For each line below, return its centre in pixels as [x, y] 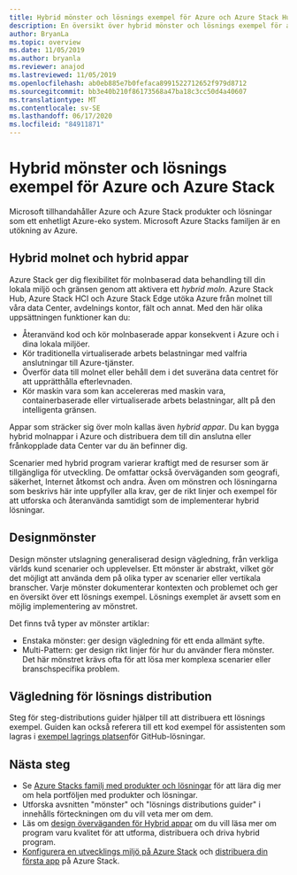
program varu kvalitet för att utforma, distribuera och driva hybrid [141, 832]
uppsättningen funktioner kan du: [70, 317]
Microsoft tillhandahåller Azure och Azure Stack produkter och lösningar [141, 211]
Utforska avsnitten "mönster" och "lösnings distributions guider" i [141, 805]
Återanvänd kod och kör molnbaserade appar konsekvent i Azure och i [150, 334]
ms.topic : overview [45, 42]
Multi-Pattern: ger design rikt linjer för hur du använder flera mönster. [148, 650]
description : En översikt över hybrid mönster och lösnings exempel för [146, 26]
